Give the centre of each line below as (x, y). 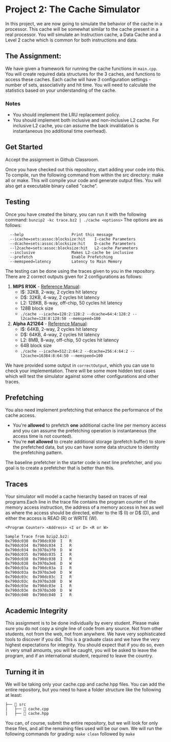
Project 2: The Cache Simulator (73, 9)
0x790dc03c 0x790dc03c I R (39, 577)
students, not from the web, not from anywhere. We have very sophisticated (86, 634)
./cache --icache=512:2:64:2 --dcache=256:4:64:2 (74, 351)
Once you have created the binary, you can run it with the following (76, 214)
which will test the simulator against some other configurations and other (82, 376)
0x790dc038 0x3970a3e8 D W (39, 564)
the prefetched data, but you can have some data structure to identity (86, 447)
